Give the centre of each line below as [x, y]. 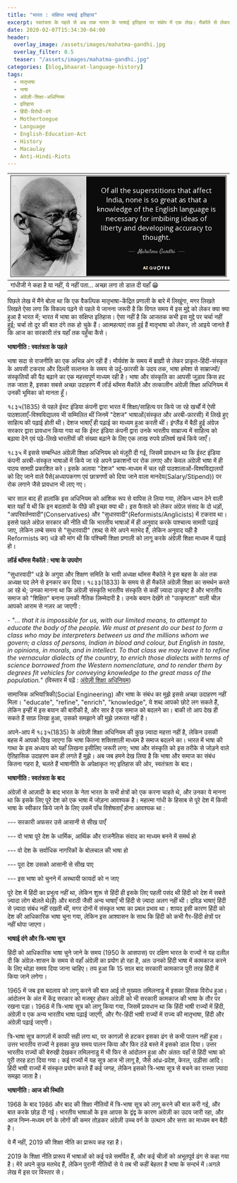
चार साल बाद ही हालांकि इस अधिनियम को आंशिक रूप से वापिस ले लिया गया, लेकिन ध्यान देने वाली [115, 499]
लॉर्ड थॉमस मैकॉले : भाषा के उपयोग [45, 560]
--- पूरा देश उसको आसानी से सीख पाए [50, 865]
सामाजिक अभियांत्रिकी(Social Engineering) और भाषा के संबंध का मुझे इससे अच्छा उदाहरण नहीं [117, 694]
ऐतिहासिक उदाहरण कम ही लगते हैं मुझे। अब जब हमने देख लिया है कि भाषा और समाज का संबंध [111, 756]
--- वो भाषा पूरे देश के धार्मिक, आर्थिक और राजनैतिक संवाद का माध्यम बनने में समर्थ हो [102, 837]
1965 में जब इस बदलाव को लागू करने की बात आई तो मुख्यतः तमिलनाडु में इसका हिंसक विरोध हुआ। [117, 990]
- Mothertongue [36, 119]
